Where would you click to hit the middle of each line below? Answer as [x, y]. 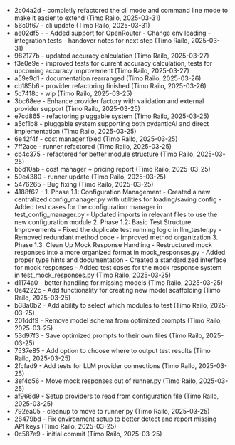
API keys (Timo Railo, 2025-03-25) [65, 426]
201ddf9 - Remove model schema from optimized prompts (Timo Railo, [118, 320]
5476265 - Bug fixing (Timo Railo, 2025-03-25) [84, 184]
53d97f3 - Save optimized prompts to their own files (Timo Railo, [109, 335]
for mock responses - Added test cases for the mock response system [118, 267]
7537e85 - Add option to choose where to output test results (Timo [113, 351]
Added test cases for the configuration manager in [88, 207]
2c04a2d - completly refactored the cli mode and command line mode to [121, 10]
